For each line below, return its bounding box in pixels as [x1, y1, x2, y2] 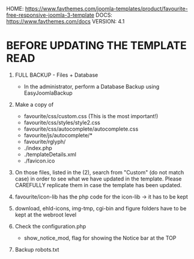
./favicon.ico [23, 157, 55, 164]
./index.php [23, 144, 52, 152]
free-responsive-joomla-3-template [6, 11, 95, 19]
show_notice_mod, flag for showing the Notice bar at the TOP [23, 234, 177, 242]
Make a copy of [14, 101, 54, 108]
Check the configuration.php [14, 222, 86, 230]
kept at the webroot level [14, 211, 77, 218]
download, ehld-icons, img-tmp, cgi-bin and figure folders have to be [14, 204, 187, 212]
